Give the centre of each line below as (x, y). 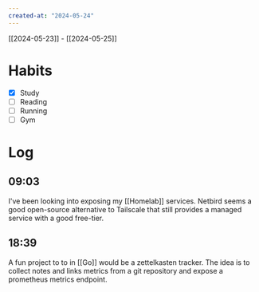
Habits (31, 71)
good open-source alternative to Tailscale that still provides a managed (125, 209)
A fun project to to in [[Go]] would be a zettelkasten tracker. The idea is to (129, 262)
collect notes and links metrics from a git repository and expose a (116, 270)
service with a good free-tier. (56, 218)
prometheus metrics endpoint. (58, 279)
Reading (33, 101)
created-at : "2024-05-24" (51, 16)
